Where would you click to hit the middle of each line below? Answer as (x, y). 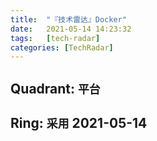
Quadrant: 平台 (55, 88)
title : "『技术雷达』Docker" (68, 19)
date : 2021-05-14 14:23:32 (71, 29)
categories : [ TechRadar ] (62, 47)
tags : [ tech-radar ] (55, 38)
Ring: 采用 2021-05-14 (79, 123)
